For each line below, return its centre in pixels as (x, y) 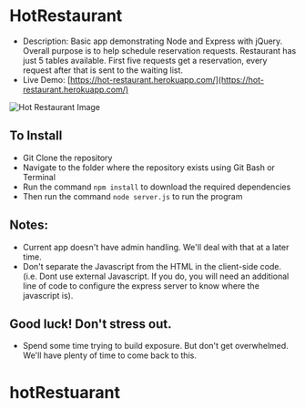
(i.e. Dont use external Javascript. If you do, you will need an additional (156, 276)
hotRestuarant (65, 392)
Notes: (29, 225)
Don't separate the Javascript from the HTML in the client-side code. (152, 266)
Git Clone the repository (67, 158)
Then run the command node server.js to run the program (132, 196)
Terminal (39, 177)
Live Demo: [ (46, 79)
